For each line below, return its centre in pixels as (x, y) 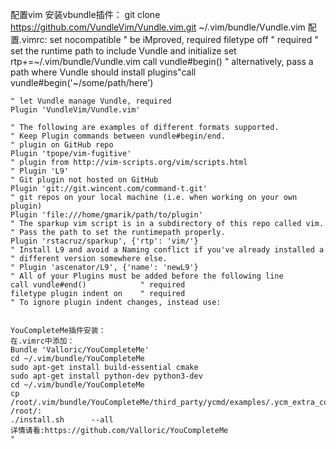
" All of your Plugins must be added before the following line (147, 276)
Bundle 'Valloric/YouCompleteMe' (80, 350)
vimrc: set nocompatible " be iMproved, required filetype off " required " (170, 39)
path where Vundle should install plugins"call (103, 72)
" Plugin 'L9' (40, 171)
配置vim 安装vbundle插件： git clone (85, 14)
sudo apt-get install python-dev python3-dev (106, 376)
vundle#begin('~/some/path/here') (82, 82)
